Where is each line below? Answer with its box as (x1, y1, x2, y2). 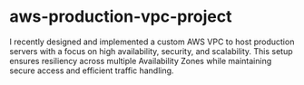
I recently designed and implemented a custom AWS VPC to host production (9, 36, 295, 47)
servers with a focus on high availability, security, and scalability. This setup (9, 45, 293, 56)
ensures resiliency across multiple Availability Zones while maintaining (9, 55, 272, 66)
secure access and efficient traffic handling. (9, 65, 174, 76)
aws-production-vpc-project (9, 6, 233, 27)
